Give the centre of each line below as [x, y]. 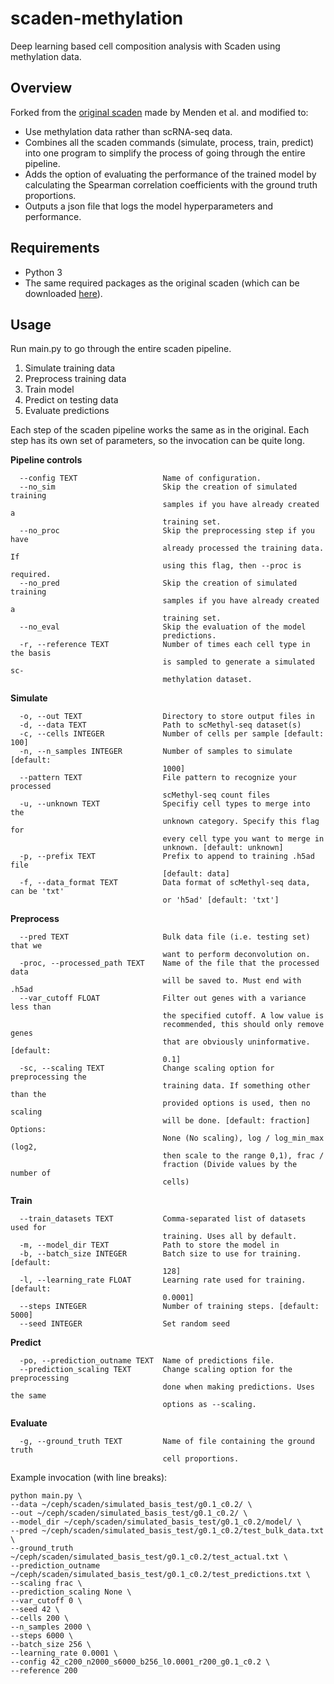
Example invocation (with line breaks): [89, 1478]
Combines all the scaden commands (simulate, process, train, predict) [169, 142]
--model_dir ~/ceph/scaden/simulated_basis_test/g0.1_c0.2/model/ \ [156, 1522]
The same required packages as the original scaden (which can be [162, 283]
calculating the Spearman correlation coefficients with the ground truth [171, 184]
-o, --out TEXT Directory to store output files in [167, 717]
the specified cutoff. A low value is [243, 1016]
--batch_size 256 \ [51, 1645]
